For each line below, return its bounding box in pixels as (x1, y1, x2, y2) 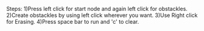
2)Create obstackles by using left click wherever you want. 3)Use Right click (6, 12, 198, 19)
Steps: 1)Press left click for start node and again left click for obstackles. (6, 5, 188, 12)
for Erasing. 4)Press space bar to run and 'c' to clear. (6, 18, 139, 25)
